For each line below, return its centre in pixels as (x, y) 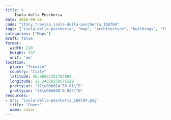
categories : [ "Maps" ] (28, 34)
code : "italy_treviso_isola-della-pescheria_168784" (62, 24)
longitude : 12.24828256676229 (42, 81)
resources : (17, 95)
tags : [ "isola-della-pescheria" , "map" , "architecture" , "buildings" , (82, 29)
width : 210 (21, 48)
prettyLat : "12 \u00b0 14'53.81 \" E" (46, 86)
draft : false (19, 39)
